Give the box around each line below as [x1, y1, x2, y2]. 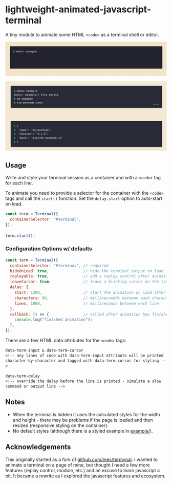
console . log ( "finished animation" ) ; [14, 317, 93, 322]
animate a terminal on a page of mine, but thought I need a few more [5, 461, 150, 468]
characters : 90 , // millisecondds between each [14, 295, 150, 301]
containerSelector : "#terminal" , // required [10, 263, 109, 268]
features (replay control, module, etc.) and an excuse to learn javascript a [5, 467, 160, 473]
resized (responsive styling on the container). [12, 422, 109, 429]
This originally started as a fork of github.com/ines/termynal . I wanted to [5, 456, 158, 462]
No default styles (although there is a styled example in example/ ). [12, 427, 153, 434]
